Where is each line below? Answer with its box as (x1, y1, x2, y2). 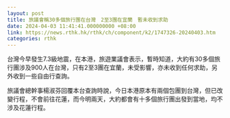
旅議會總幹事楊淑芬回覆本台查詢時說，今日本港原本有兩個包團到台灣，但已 (7, 87, 217, 95)
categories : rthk (7, 35, 57, 42)
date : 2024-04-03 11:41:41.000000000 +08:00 (7, 23, 136, 29)
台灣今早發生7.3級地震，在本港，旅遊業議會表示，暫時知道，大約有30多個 (7, 55, 214, 63)
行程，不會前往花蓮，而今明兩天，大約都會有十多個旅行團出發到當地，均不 (12, 95, 223, 103)
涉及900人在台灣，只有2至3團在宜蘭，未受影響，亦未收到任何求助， (18, 63, 212, 72)
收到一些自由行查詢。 (12, 72, 73, 80)
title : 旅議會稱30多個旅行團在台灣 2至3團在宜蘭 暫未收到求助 (7, 16, 169, 23)
